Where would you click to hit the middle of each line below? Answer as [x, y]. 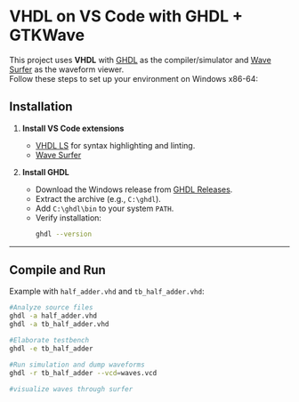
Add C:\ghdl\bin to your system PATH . [105, 208]
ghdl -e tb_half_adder [51, 349]
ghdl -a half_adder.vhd [53, 316]
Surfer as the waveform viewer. [67, 69]
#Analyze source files [51, 308]
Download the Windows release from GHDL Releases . [134, 189]
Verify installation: [69, 217]
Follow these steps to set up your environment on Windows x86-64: [134, 78]
